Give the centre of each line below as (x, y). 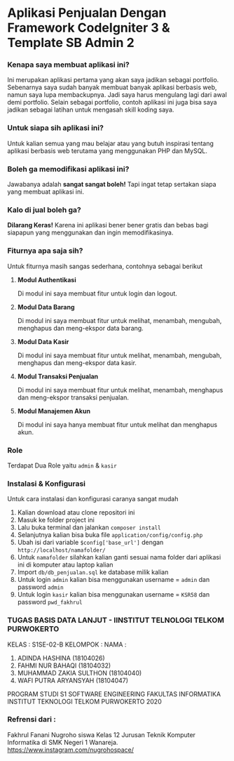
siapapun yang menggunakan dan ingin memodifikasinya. (90, 232)
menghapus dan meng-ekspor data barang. (80, 328)
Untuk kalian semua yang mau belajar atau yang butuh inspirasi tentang (110, 143)
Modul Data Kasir (43, 341)
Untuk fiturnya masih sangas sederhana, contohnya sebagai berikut (105, 266)
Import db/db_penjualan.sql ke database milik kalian (93, 572)
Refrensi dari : (32, 720)
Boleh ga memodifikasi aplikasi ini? (68, 168)
